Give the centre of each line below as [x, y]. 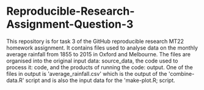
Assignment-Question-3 [70, 24]
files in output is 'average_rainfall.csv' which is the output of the [87, 73]
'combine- [181, 73]
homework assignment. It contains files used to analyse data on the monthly [102, 48]
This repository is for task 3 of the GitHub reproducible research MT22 [95, 41]
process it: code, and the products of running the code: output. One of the [100, 67]
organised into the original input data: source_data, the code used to [92, 61]
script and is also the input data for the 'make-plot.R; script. [100, 80]
